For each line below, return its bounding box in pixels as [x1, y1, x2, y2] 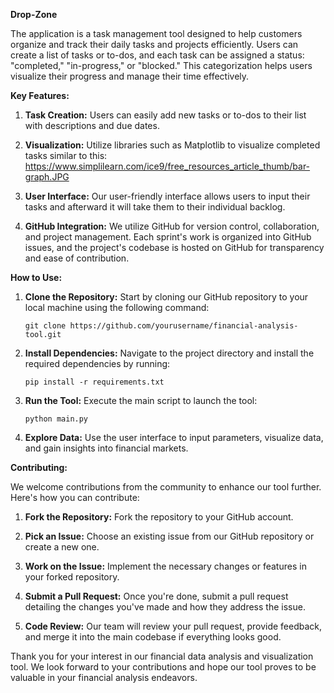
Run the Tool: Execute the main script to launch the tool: [24, 395, 258, 406]
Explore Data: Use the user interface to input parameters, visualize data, [24, 432, 324, 443]
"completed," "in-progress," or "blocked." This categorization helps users [10, 60, 313, 71]
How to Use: [10, 272, 63, 283]
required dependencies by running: [24, 358, 171, 369]
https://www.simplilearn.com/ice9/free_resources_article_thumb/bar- [24, 160, 311, 172]
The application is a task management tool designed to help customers [10, 28, 303, 39]
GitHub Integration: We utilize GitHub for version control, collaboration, [24, 220, 320, 232]
